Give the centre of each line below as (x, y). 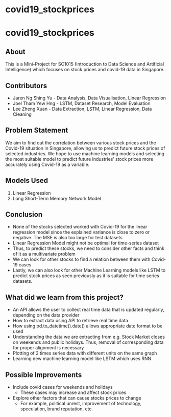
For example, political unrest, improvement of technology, (81, 404)
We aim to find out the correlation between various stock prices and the (81, 142)
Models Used (27, 181)
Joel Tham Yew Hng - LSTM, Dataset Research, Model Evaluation (81, 103)
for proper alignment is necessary (48, 348)
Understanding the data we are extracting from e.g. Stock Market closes (89, 337)
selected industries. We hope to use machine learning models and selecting (85, 153)
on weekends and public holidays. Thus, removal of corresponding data (88, 342)
